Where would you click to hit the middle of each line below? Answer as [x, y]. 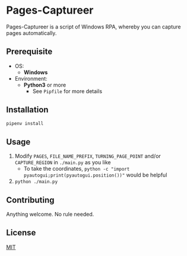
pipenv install [25, 123]
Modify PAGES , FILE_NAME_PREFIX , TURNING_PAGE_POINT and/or [88, 156]
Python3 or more [45, 85]
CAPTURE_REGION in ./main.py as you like [63, 162]
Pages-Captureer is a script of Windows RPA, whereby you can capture [93, 27]
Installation [27, 110]
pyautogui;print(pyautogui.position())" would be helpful [95, 175]
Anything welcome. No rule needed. [50, 215]
